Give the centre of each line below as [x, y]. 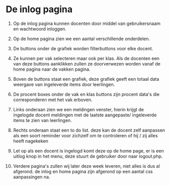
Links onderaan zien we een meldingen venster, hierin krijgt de [78, 109]
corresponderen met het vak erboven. [53, 100]
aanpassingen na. [31, 177]
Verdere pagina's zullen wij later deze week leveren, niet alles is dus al [86, 166]
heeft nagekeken [31, 141]
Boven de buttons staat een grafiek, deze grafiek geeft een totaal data [86, 79]
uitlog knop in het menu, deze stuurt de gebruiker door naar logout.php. [88, 156]
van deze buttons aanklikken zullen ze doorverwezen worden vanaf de [87, 64]
